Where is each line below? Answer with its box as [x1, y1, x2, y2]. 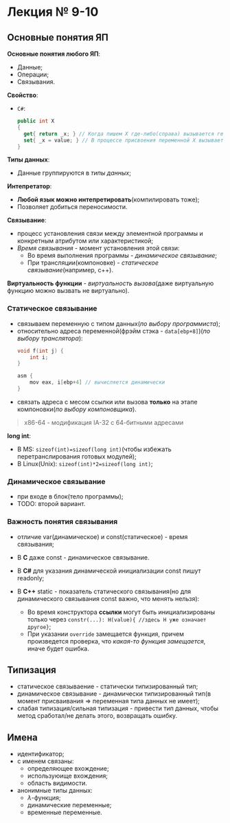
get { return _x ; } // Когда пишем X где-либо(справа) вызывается [23, 130, 215, 138]
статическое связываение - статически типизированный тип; [16, 682, 198, 691]
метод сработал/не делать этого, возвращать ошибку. [16, 712, 178, 720]
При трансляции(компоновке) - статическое [27, 259, 159, 267]
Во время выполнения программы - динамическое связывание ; [27, 252, 218, 260]
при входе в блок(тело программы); [16, 492, 124, 501]
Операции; [16, 70, 49, 78]
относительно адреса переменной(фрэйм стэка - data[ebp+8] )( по [16, 327, 211, 335]
